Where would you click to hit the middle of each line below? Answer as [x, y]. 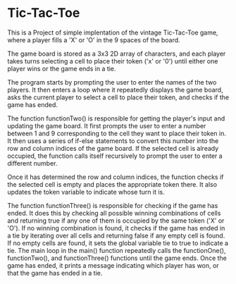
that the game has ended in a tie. [55, 273]
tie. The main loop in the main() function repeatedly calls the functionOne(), [117, 250]
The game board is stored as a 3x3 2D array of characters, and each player [117, 54]
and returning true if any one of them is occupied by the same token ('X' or [116, 221]
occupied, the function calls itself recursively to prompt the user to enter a [115, 156]
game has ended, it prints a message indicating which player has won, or [113, 265]
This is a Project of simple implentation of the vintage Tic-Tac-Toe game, [113, 32]
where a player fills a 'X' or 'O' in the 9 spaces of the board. [94, 39]
